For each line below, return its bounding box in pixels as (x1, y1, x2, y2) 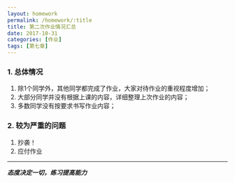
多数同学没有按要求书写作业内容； (17, 102, 116, 110)
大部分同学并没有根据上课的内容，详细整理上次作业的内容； (17, 93, 190, 101)
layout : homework (7, 10, 58, 17)
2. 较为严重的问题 (7, 121, 66, 131)
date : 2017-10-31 (7, 29, 58, 37)
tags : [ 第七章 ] (7, 43, 49, 50)
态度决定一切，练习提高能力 (7, 168, 87, 177)
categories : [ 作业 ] (7, 36, 62, 43)
